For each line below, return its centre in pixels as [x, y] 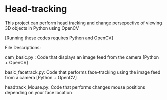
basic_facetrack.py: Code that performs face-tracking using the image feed [83, 72]
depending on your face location [39, 92]
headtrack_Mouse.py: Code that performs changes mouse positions [75, 87]
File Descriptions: [23, 47]
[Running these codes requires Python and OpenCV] [59, 38]
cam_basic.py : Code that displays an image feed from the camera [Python [82, 57]
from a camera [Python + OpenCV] [41, 77]
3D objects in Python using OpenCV [42, 28]
